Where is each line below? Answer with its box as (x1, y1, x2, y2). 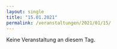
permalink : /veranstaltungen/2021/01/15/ (6, 20, 112, 26)
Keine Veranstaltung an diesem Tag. (6, 36, 95, 44)
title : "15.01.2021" (6, 14, 58, 20)
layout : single (6, 8, 44, 15)
